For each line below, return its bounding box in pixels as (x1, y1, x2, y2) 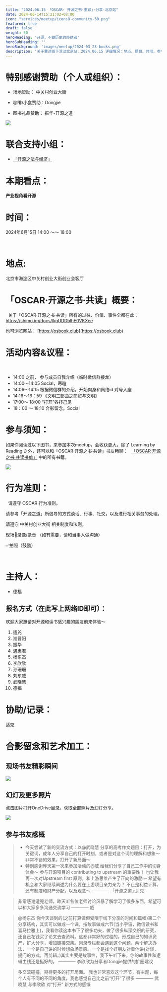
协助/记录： (5, 704, 53, 715)
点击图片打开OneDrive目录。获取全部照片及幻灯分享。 (5, 805, 116, 811)
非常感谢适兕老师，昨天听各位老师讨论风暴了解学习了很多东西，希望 (17, 898, 157, 904)
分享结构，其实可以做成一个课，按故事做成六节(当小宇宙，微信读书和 (17, 921, 159, 927)
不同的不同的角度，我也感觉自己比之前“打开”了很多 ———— (31, 975, 154, 981)
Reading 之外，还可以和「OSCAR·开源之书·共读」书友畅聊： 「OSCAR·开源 (5, 448, 161, 454)
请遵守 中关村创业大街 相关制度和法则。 (5, 521, 86, 527)
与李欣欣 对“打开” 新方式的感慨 (27, 982, 91, 988)
